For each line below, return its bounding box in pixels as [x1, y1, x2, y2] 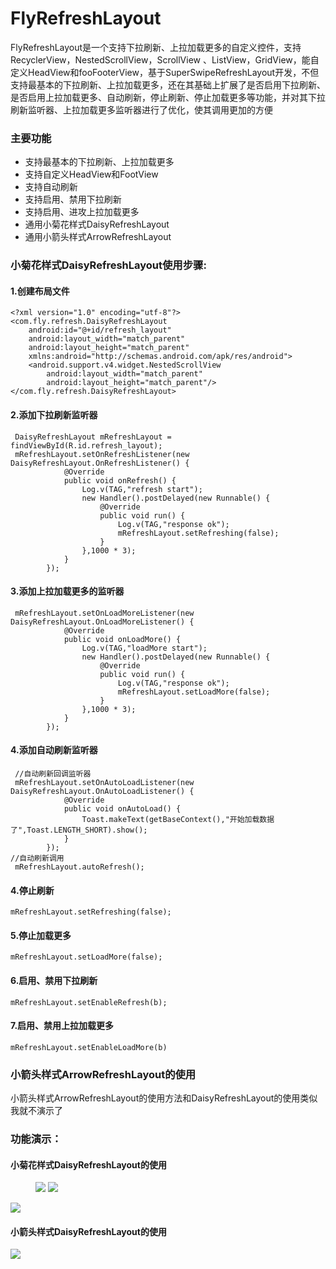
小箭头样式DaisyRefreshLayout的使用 [10, 1225, 167, 1237]
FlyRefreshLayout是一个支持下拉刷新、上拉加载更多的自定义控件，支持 [10, 41, 302, 53]
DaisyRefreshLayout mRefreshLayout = [14, 432, 172, 442]
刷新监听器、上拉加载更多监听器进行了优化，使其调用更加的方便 [10, 103, 273, 116]
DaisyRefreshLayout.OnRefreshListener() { [10, 458, 190, 468]
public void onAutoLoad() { [63, 803, 182, 814]
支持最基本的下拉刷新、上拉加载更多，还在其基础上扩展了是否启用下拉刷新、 [10, 78, 326, 91]
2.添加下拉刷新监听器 [10, 408, 98, 421]
